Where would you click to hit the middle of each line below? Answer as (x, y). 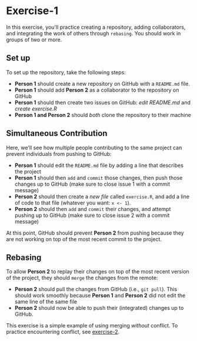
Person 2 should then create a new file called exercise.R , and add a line (102, 196)
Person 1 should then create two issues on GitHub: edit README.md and (103, 102)
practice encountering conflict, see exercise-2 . (63, 332)
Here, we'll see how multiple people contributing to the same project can (94, 148)
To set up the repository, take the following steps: (66, 72)
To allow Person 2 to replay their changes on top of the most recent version (98, 272)
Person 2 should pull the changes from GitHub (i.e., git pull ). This (96, 289)
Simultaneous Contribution (57, 133)
